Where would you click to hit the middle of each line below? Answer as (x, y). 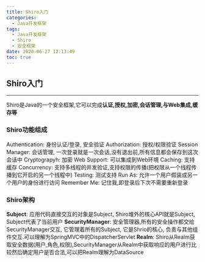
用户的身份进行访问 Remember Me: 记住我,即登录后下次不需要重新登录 (100, 182)
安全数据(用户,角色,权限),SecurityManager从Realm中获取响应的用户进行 (101, 245)
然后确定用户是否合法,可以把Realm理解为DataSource (77, 252)
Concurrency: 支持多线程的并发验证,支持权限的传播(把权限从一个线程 (105, 167)
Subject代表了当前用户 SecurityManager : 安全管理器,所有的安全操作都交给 (100, 222)
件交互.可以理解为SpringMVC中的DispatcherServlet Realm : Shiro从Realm (98, 237)
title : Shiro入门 (27, 12)
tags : (13, 29)
